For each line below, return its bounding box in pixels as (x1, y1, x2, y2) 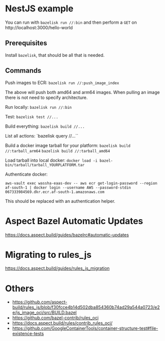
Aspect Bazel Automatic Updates (5, 215, 143, 227)
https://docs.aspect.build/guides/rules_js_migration (5, 265, 110, 271)
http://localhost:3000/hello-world (5, 24, 73, 30)
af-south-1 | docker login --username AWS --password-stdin (5, 185, 132, 190)
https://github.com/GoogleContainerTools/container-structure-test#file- (12, 325, 159, 332)
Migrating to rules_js (5, 249, 92, 260)
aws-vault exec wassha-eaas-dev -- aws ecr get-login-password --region (5, 181, 158, 186)
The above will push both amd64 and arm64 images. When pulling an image (5, 89, 160, 95)
